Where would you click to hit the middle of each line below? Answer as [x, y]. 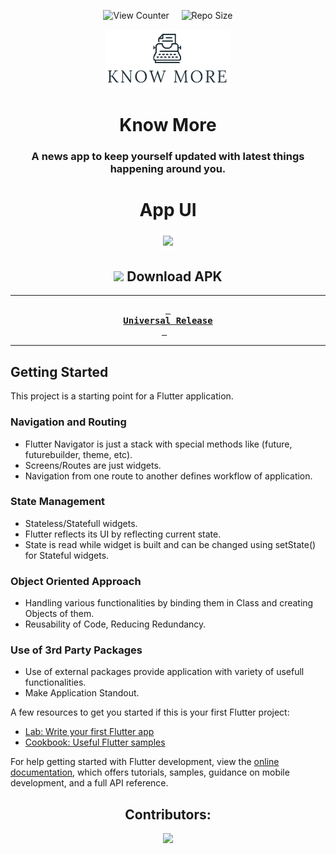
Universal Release [168, 321]
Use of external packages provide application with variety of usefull [164, 672]
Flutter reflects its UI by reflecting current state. [123, 534]
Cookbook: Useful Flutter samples [95, 742]
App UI [168, 209]
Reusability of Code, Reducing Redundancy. [115, 624]
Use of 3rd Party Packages [76, 650]
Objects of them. [59, 614]
